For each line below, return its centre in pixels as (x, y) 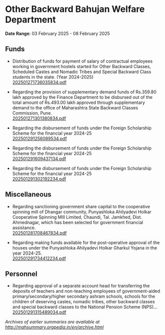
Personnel (21, 274)
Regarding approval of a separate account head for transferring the (81, 286)
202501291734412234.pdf (39, 258)
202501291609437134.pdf (39, 159)
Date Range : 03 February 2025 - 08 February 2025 (57, 33)
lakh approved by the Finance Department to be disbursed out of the (82, 97)
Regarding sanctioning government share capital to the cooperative (81, 206)
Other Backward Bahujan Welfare (75, 9)
